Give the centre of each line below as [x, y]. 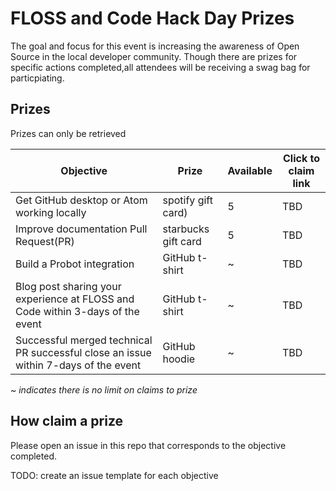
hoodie [179, 359]
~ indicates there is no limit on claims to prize [104, 389]
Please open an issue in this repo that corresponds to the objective [148, 445]
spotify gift [187, 200]
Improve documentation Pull [81, 229]
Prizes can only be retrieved [68, 133]
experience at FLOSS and [75, 299]
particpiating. [37, 78]
